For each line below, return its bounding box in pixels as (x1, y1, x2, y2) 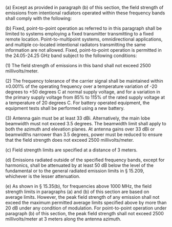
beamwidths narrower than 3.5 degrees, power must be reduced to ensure (5, 131, 163, 138)
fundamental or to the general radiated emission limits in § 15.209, (5, 168, 144, 174)
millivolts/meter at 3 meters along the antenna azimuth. (5, 216, 122, 222)
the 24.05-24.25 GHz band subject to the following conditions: (5, 52, 137, 59)
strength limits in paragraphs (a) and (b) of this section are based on (5, 188, 149, 195)
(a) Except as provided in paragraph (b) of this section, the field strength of (5, 5, 164, 10)
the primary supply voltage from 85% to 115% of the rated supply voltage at (5, 94, 165, 100)
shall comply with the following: (5, 15, 72, 21)
